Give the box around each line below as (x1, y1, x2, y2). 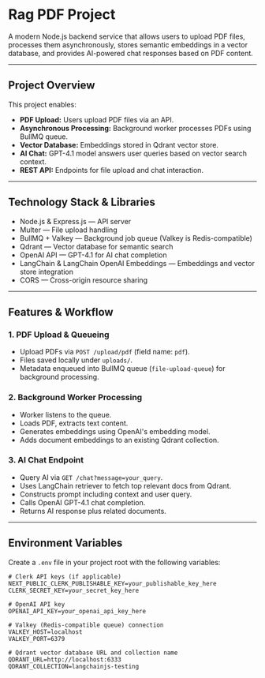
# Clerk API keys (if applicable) (8, 572, 122, 581)
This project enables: (8, 99, 77, 109)
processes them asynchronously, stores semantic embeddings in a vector (8, 39, 248, 49)
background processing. (19, 373, 100, 382)
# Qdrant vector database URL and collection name (8, 649, 178, 657)
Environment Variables (8, 537, 123, 550)
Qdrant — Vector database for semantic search (19, 242, 174, 251)
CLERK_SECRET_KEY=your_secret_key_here (8, 586, 140, 594)
